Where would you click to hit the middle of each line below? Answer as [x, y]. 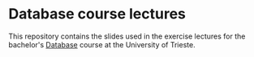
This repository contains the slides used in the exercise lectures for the [127, 36]
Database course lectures [97, 14]
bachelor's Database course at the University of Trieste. [102, 44]
